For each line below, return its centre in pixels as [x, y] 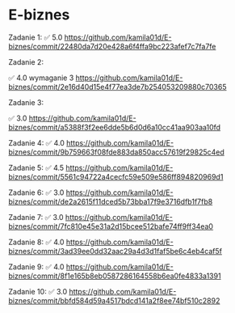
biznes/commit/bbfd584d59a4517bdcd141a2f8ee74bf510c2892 [114, 300]
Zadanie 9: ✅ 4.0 [36, 266]
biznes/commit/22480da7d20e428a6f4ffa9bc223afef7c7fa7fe [112, 46]
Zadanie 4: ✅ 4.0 [36, 142]
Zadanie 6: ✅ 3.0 [36, 192]
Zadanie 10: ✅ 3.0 [38, 291]
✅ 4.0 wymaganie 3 [41, 78]
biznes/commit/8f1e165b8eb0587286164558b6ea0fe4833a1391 [115, 276]
